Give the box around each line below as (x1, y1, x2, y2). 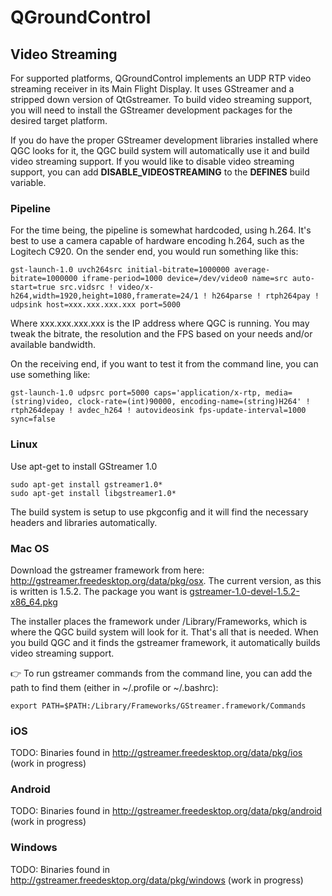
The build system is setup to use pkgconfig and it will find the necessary (10, 506, 309, 518)
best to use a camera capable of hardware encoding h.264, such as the (10, 235, 305, 247)
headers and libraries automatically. (10, 516, 158, 528)
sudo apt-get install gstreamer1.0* (10, 479, 163, 490)
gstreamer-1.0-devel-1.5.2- (189, 585, 300, 597)
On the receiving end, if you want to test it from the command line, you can (10, 358, 319, 370)
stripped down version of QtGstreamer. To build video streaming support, (10, 94, 313, 105)
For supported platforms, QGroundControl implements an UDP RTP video (10, 72, 312, 84)
